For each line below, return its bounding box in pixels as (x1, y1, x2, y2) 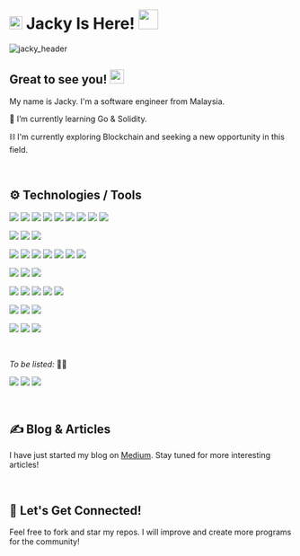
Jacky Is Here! (25, 13, 136, 34)
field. (9, 144, 29, 154)
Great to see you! (9, 72, 108, 87)
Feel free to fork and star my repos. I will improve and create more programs (9, 526, 292, 538)
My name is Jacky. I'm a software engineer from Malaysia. (9, 95, 225, 107)
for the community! (9, 536, 80, 547)
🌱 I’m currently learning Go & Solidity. (9, 113, 148, 124)
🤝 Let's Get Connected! (9, 503, 142, 518)
